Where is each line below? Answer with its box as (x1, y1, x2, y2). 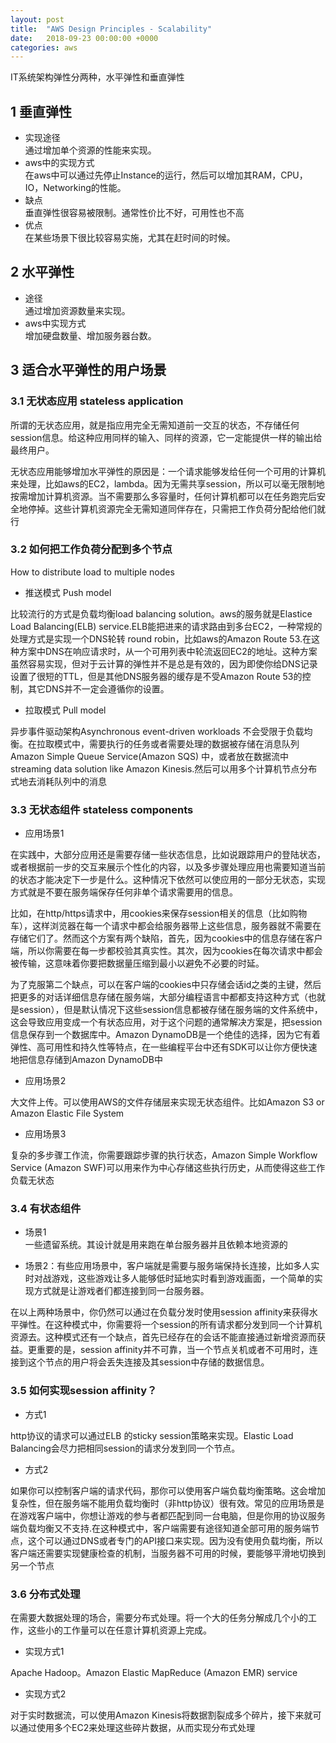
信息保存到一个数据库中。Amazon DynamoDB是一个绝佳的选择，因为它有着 (10, 1029, 321, 1041)
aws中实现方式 (24, 317, 87, 329)
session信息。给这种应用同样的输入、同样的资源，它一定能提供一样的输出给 (10, 431, 323, 443)
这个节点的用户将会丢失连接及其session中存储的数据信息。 (27, 1356, 270, 1368)
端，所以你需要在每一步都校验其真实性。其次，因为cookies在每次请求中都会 (10, 945, 323, 957)
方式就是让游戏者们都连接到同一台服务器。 (33, 1285, 210, 1297)
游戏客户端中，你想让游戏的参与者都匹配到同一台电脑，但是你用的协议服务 (18, 1509, 326, 1521)
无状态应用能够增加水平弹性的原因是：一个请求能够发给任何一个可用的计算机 (10, 465, 326, 477)
